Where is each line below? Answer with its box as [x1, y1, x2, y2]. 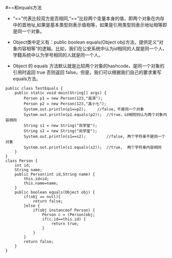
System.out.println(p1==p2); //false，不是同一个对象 [24, 107, 144, 112]
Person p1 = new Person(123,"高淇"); [24, 96, 103, 101]
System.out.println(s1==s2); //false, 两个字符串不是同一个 [24, 134, 166, 139]
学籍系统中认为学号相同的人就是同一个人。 [12, 52, 103, 58]
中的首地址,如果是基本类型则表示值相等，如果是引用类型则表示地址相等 [12, 22, 163, 28]
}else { [24, 203, 40, 208]
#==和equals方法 [5, 5, 42, 10]
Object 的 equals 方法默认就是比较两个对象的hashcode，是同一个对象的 [12, 63, 165, 69]
